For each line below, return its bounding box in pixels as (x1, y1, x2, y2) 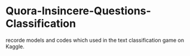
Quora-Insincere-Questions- (5, 4, 152, 18)
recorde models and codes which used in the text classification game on (5, 36, 185, 43)
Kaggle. (5, 43, 25, 50)
